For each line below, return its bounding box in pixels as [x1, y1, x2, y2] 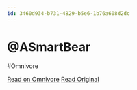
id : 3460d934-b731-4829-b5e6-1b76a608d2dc [7, 10, 130, 17]
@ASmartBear [7, 39, 91, 55]
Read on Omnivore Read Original [7, 75, 99, 83]
